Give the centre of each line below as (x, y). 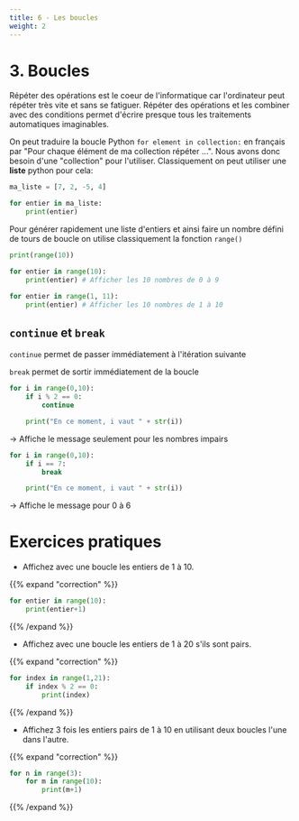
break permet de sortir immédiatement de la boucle (104, 372)
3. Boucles (50, 71)
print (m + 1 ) (62, 790)
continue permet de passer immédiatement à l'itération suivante (128, 355)
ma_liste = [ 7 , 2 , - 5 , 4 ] (58, 187)
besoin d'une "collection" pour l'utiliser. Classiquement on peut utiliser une (148, 161)
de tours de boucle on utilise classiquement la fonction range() (126, 239)
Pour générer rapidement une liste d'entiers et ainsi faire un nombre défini (146, 229)
